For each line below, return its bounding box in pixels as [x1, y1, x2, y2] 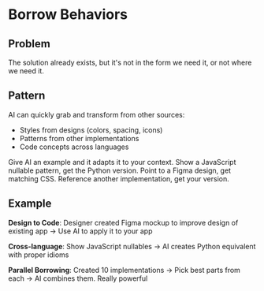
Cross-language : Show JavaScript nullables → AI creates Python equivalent [8, 241, 256, 251]
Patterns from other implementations [19, 133, 139, 143]
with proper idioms [8, 250, 69, 259]
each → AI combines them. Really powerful [8, 274, 148, 283]
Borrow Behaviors [8, 6, 128, 24]
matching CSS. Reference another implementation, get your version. [8, 173, 230, 183]
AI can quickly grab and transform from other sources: [8, 110, 185, 119]
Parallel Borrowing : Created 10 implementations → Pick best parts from [8, 265, 240, 274]
